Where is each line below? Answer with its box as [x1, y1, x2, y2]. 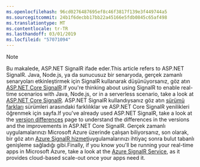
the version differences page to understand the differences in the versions [6, 116, 190, 123]
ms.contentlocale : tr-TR [6, 25, 68, 32]
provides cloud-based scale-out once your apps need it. [6, 154, 146, 161]
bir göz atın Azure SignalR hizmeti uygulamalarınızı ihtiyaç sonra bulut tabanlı [6, 135, 195, 142]
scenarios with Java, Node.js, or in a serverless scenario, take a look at [18, 91, 194, 97]
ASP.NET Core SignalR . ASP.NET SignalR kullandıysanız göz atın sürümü [6, 97, 185, 104]
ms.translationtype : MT [6, 20, 66, 26]
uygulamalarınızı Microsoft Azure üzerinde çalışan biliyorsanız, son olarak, [6, 129, 189, 136]
